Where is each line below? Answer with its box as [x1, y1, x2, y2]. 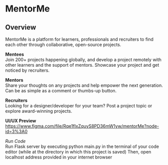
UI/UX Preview [5, 118, 37, 123]
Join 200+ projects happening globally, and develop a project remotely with [5, 57, 162, 63]
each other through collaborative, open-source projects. [5, 42, 121, 48]
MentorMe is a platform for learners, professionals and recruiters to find [5, 36, 154, 42]
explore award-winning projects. [5, 108, 73, 114]
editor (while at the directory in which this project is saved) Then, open [5, 149, 151, 154]
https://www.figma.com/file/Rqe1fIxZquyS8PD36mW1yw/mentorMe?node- [5, 123, 159, 129]
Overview [5, 23, 37, 32]
